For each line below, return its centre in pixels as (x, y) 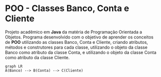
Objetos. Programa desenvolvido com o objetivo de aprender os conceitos (79, 37)
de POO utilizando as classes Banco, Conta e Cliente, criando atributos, (77, 42)
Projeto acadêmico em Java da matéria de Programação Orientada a (73, 32)
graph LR (14, 66)
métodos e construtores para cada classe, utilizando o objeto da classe (76, 47)
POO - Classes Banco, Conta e (67, 8)
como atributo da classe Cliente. (37, 57)
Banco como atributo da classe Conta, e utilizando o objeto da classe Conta (81, 52)
